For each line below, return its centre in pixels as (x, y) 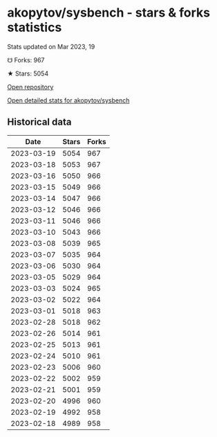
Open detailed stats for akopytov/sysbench (68, 100)
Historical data (39, 122)
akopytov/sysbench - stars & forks (109, 13)
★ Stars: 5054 (28, 73)
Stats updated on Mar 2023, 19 (51, 46)
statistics (35, 27)
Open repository (30, 87)
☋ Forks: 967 (26, 60)
